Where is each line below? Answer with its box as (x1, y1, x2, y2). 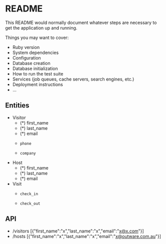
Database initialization (12, 65, 58, 71)
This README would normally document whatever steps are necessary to (5, 19, 157, 25)
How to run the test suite (12, 70, 63, 76)
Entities (5, 101, 29, 110)
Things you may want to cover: (5, 34, 69, 40)
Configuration (12, 54, 41, 60)
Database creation (12, 60, 51, 66)
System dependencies (12, 49, 59, 55)
